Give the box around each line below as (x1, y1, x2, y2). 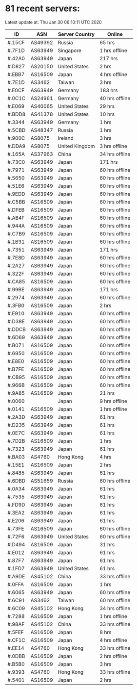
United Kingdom (58, 143, 95, 150)
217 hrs (99, 55, 118, 62)
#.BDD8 (7, 111, 26, 118)
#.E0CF (7, 87, 25, 94)
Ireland (58, 134, 74, 141)
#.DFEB (7, 206, 25, 213)
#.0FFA (7, 581, 24, 588)
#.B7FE (7, 366, 24, 373)
